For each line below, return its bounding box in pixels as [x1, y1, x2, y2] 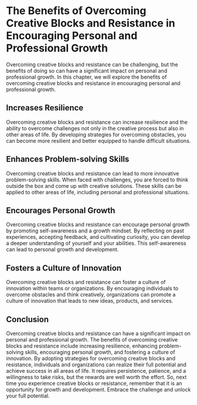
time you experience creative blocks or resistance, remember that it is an [6, 380, 183, 387]
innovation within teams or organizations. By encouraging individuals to [6, 285, 179, 292]
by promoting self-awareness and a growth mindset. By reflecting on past [6, 227, 185, 234]
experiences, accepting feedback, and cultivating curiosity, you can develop [6, 234, 191, 241]
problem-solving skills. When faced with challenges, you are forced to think [6, 176, 189, 183]
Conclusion [6, 314, 49, 324]
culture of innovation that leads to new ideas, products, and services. [6, 298, 174, 305]
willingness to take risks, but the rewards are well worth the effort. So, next [6, 374, 187, 380]
